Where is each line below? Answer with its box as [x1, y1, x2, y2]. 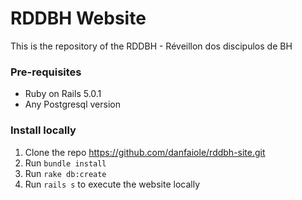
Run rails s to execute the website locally [24, 178, 201, 190]
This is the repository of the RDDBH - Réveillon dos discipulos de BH [10, 40, 293, 52]
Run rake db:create [24, 167, 107, 179]
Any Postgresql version [24, 98, 121, 111]
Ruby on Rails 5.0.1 [24, 88, 102, 100]
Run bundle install [24, 157, 107, 169]
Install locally [10, 123, 77, 137]
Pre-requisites [10, 65, 82, 79]
